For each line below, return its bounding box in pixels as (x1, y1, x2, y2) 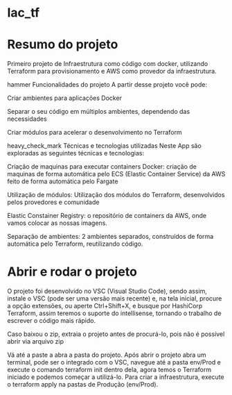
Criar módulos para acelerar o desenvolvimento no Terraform (7, 128, 182, 137)
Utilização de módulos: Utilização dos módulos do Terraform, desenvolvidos (7, 191, 225, 199)
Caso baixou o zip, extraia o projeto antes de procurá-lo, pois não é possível (7, 330, 225, 338)
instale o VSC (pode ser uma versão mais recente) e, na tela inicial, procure (7, 294, 222, 303)
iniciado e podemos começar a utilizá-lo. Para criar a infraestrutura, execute (7, 373, 225, 381)
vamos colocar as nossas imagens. (7, 219, 107, 227)
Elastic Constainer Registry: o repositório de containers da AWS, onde (7, 212, 206, 220)
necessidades (7, 115, 47, 123)
